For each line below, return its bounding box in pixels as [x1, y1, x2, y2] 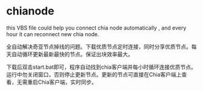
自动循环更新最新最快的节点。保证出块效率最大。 [11, 50, 134, 58]
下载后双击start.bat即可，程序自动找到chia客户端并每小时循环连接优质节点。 [6, 63, 196, 71]
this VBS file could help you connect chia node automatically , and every [6, 24, 187, 31]
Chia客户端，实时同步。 [37, 78, 97, 86]
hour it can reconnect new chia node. [6, 30, 100, 37]
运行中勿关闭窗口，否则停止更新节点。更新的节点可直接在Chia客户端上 [6, 71, 182, 78]
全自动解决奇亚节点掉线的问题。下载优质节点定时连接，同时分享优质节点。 [6, 43, 192, 50]
